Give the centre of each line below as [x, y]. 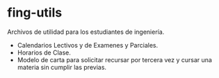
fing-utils [35, 13]
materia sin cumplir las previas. [62, 67]
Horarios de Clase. [44, 52]
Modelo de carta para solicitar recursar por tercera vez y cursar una [114, 59]
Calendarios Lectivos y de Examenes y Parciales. [88, 45]
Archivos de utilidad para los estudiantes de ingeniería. [86, 32]
